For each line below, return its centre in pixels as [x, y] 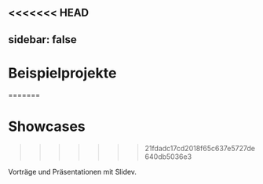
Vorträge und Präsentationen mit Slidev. [73, 171]
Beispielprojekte [62, 73]
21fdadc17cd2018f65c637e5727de [200, 148]
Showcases [47, 126]
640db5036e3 [168, 157]
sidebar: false [42, 40]
